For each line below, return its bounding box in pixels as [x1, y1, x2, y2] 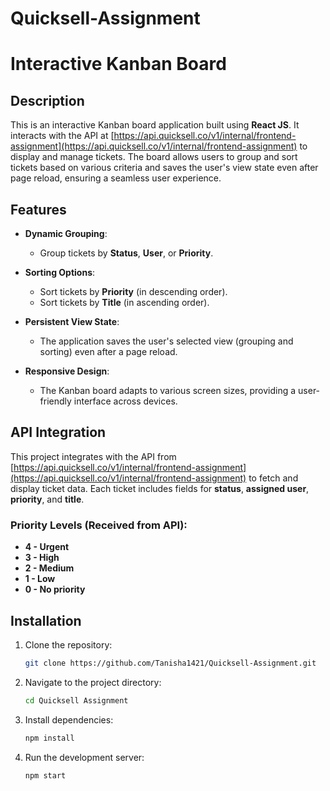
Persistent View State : [24, 316, 120, 327]
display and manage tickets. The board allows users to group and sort [10, 151, 298, 163]
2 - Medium [24, 562, 75, 574]
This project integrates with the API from [10, 450, 177, 462]
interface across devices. [73, 395, 178, 407]
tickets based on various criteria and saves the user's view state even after [10, 162, 319, 174]
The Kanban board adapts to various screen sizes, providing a [39, 385, 297, 396]
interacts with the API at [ [10, 130, 115, 142]
